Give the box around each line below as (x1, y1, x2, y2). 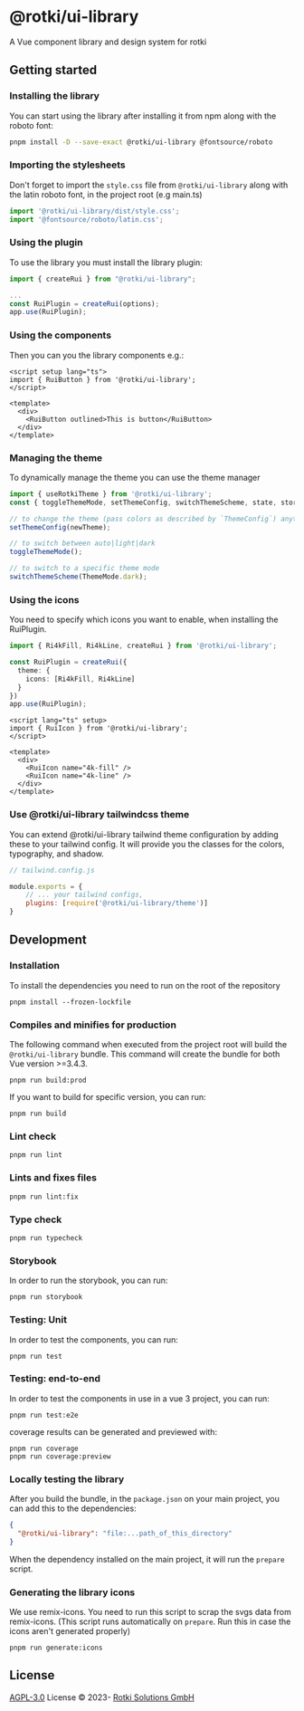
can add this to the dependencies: (9, 1503, 138, 1514)
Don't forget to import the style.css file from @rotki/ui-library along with (9, 179, 289, 190)
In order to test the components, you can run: (9, 1333, 178, 1345)
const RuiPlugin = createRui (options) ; (9, 299, 160, 309)
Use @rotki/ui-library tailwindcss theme (9, 808, 190, 821)
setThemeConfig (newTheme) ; (9, 522, 111, 531)
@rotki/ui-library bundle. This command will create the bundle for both (9, 1048, 280, 1060)
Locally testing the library (9, 1473, 125, 1486)
